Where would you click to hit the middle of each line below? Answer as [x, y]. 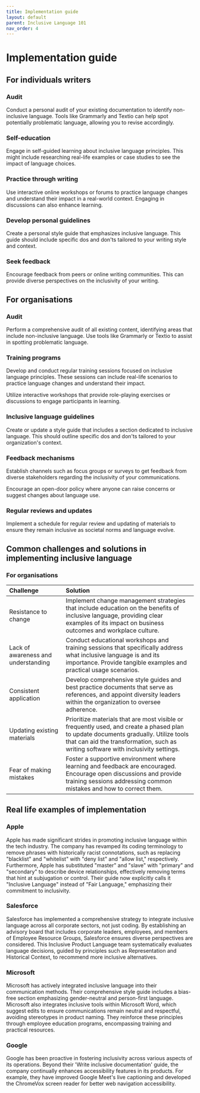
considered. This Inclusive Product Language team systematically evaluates [99, 944]
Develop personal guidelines [49, 220]
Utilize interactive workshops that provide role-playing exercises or [88, 395]
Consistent [24, 691]
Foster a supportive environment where [121, 759]
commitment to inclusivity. [38, 891]
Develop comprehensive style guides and [123, 679]
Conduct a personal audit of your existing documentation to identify [89, 110]
